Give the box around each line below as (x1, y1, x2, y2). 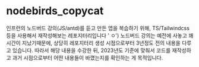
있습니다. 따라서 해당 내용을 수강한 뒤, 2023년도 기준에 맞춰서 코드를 (12, 46, 171, 54)
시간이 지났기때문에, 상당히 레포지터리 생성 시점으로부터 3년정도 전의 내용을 (6, 39, 181, 46)
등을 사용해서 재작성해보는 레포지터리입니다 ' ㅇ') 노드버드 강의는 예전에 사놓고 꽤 (6, 31, 194, 39)
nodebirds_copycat (6, 4, 104, 18)
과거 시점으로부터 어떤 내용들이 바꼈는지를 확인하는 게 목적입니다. (12, 54, 163, 61)
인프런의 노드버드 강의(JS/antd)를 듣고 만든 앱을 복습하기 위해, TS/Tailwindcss (6, 24, 190, 31)
